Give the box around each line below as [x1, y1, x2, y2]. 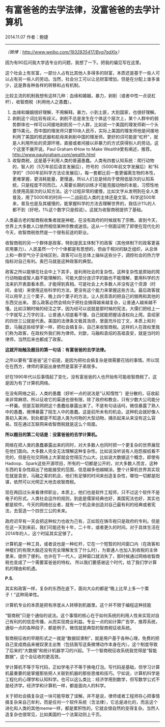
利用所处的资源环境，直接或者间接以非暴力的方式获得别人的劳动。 [21, 140, 155, 145]
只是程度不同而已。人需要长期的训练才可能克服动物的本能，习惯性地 [21, 182, 159, 188]
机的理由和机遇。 [5, 565, 40, 571]
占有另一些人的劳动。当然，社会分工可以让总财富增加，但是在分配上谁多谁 [9, 76, 160, 82]
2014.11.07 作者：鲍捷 [5, 34, 48, 40]
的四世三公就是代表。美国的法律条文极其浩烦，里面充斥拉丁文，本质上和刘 [5, 318, 156, 323]
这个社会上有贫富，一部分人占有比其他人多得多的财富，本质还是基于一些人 [5, 70, 156, 76]
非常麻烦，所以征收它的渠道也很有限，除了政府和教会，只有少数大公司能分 [9, 396, 160, 402]
